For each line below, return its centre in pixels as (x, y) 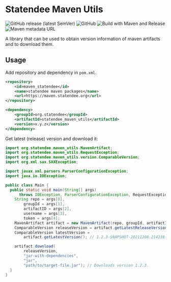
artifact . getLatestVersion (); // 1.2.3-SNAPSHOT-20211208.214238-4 (96, 237)
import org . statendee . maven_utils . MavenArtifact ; (59, 148)
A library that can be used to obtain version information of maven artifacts (83, 39)
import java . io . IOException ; (36, 176)
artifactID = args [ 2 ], (48, 209)
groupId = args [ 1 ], (44, 204)
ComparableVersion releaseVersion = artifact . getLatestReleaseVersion (91, 228)
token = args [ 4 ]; (42, 218)
